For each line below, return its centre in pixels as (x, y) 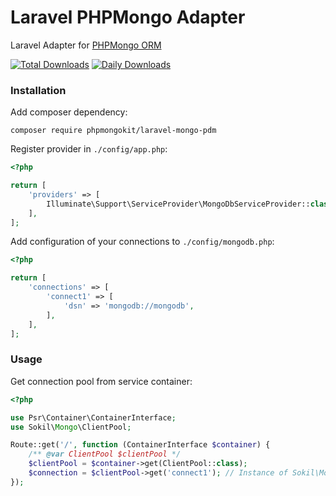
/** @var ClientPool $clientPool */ (105, 454)
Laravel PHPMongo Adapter (128, 17)
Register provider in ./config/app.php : (89, 149)
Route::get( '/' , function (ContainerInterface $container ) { (140, 445)
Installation (38, 90)
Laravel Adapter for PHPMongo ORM (86, 45)
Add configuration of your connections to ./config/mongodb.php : (142, 242)
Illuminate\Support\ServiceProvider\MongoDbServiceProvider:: (178, 204)
